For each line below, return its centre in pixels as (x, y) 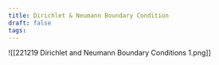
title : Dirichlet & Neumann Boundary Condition (89, 15)
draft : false (30, 23)
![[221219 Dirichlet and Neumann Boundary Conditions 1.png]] (109, 53)
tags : (17, 30)
